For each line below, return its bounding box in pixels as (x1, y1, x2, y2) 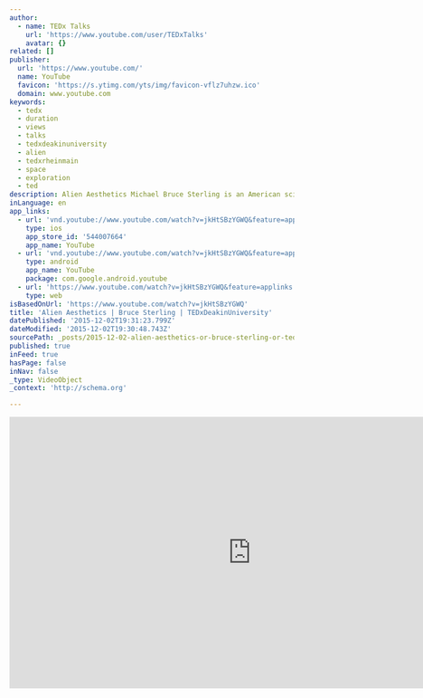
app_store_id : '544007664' (25, 232, 127, 241)
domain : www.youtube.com (17, 89, 111, 98)
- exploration (17, 173, 70, 182)
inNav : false (9, 367, 59, 376)
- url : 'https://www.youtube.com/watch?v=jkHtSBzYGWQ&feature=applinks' (17, 282, 297, 292)
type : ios (25, 224, 63, 233)
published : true (9, 341, 70, 350)
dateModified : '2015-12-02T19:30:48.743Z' (9, 325, 172, 334)
